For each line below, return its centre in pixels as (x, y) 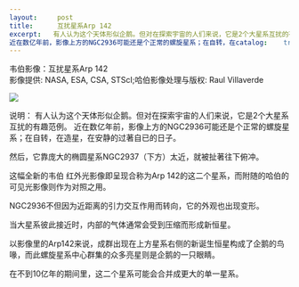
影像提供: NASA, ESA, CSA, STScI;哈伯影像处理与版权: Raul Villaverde (137, 80)
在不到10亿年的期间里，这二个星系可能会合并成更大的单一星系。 (126, 274)
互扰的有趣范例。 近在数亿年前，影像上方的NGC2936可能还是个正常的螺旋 (145, 127)
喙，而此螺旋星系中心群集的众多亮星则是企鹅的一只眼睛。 (114, 255)
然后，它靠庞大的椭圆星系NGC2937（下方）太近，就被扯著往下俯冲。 (137, 157)
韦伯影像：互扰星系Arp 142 (59, 69)
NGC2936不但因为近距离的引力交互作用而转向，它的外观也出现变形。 (137, 206)
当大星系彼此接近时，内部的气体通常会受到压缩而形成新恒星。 (122, 225)
